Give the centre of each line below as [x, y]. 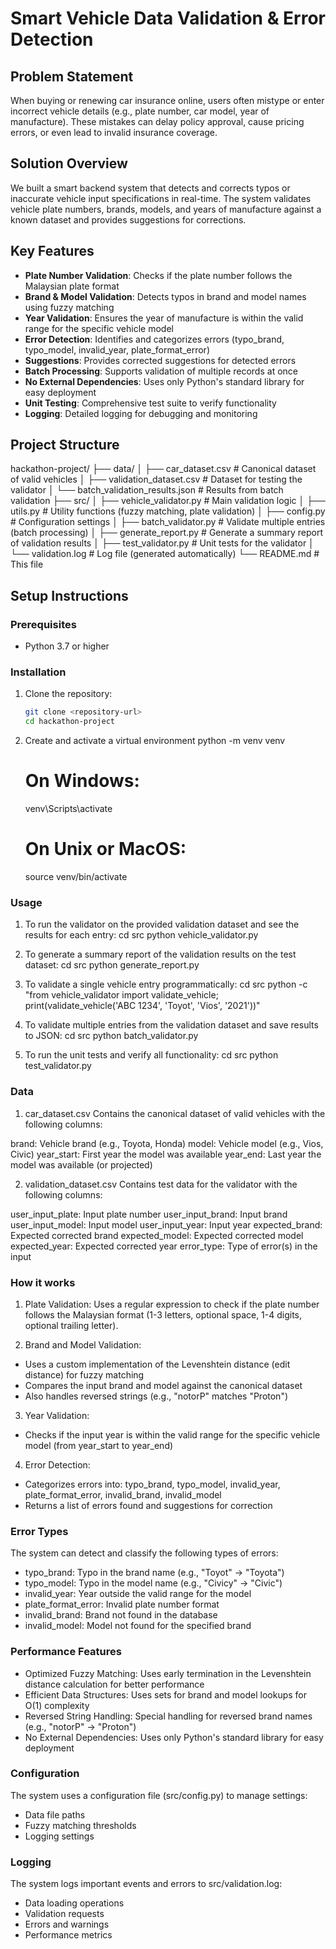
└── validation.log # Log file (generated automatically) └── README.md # [165, 554]
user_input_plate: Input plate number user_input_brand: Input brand [149, 1214]
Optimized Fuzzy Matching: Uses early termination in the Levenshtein [168, 1673]
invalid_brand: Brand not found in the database [121, 1615]
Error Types [39, 1531]
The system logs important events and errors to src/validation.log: [146, 1884]
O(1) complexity [57, 1705]
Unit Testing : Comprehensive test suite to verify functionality [150, 403]
